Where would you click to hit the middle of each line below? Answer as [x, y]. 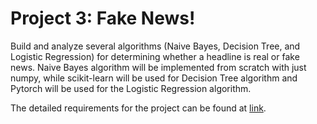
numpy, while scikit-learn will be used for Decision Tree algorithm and [154, 78]
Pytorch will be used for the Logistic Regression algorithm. [131, 88]
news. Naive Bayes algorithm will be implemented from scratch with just [158, 67]
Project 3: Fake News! [103, 18]
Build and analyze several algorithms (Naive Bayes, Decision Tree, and [155, 46]
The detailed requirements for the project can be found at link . [138, 108]
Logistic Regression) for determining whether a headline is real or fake [155, 56]
